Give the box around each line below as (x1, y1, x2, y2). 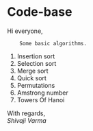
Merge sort (16, 67, 49, 75)
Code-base (7, 4, 72, 20)
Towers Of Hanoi (16, 95, 65, 104)
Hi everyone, (7, 27, 43, 35)
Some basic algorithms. (19, 40, 88, 47)
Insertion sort (16, 52, 55, 60)
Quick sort (16, 73, 46, 82)
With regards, (7, 109, 46, 117)
